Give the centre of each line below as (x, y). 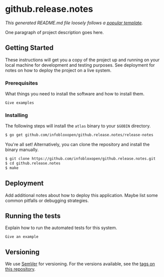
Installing (17, 115)
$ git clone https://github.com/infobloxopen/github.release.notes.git (80, 159)
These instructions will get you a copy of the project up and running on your (82, 60)
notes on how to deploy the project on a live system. (58, 70)
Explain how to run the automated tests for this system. (61, 228)
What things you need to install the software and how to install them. (75, 94)
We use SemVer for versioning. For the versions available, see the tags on (80, 264)
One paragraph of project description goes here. (55, 32)
